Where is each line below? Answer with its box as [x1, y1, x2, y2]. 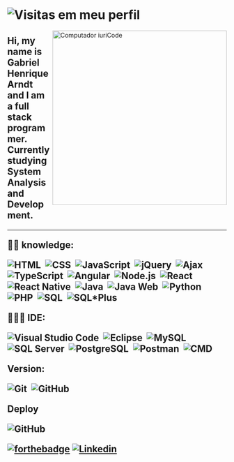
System [7, 165, 42, 177]
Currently [7, 144, 50, 156]
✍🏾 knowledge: [7, 239, 75, 251]
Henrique [7, 67, 49, 80]
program [7, 122, 46, 134]
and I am [7, 89, 45, 101]
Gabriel [7, 57, 40, 68]
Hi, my [7, 35, 36, 47]
